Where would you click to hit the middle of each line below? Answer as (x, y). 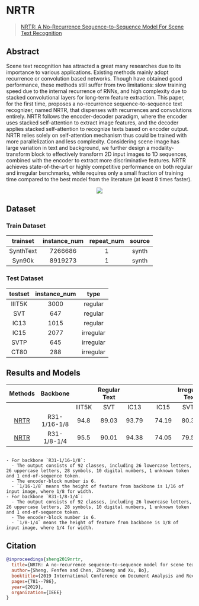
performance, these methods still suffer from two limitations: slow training (96, 85)
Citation (21, 546)
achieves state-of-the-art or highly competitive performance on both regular (99, 166)
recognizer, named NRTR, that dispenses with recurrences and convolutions (99, 110)
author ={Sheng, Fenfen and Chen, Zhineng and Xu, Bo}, (81, 570)
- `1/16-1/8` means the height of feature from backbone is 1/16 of (98, 486)
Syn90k (23, 261)
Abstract (23, 52)
